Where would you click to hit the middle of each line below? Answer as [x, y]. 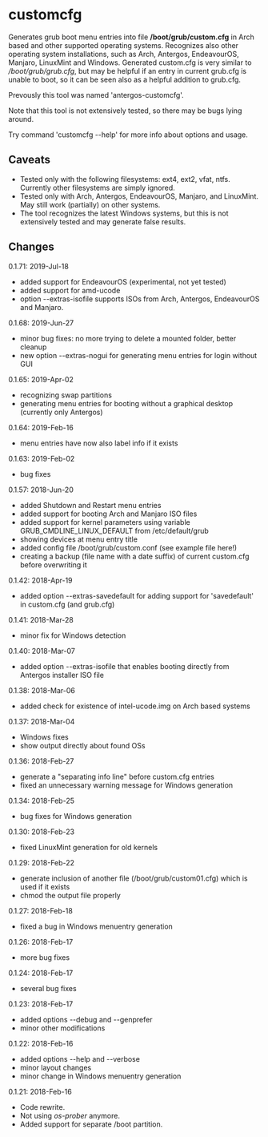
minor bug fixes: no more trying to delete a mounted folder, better [128, 338]
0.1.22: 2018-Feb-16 [41, 1043]
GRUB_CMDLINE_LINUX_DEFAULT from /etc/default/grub [114, 530]
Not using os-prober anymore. [70, 1115]
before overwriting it [54, 564]
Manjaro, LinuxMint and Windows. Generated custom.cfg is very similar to [130, 62]
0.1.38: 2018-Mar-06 [42, 690]
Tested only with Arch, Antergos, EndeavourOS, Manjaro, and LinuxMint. [139, 196]
